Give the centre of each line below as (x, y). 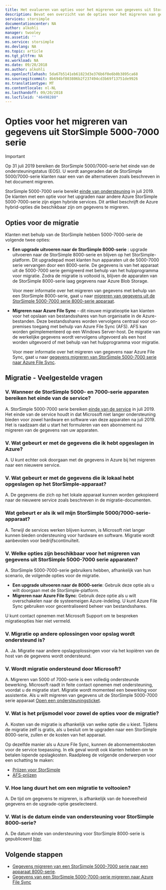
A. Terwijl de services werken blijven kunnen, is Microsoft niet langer (75, 530)
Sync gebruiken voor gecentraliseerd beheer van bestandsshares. (80, 606)
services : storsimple (27, 19)
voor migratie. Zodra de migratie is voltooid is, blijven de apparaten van (85, 276)
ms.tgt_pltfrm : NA (24, 56)
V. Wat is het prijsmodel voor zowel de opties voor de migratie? (82, 713)
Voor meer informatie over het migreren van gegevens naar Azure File (83, 352)
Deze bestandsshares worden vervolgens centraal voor (93, 321)
